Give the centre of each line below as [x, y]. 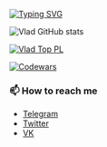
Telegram [40, 114]
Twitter [36, 123]
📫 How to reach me [53, 91]
